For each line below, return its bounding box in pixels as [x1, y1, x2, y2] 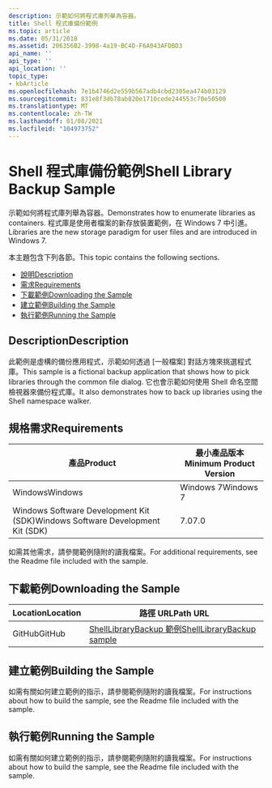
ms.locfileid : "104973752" [8, 125, 100, 133]
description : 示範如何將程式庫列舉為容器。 [8, 11, 140, 20]
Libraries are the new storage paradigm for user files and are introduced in [8, 227, 257, 236]
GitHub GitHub [12, 628, 66, 640]
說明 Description [19, 269, 74, 279]
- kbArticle [8, 79, 49, 87]
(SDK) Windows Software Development [12, 515, 160, 526]
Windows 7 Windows [179, 482, 259, 493]
